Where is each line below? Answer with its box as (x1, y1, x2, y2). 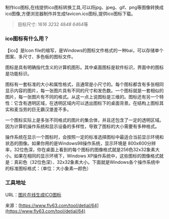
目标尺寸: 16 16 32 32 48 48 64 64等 (17, 22, 89, 27)
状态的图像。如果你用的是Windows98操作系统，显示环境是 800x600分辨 (5, 140, 156, 147)
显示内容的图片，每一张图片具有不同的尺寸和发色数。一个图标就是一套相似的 (5, 87, 164, 94)
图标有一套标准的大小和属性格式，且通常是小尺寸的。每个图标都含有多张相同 (5, 81, 164, 87)
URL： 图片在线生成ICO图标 (5, 191, 62, 197)
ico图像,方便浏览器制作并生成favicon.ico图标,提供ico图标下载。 (5, 11, 136, 17)
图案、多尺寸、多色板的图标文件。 (5, 54, 76, 60)
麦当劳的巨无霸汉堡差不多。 (14, 106, 71, 113)
